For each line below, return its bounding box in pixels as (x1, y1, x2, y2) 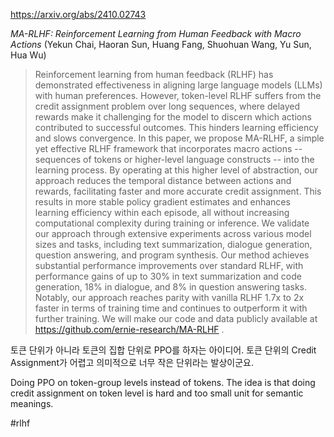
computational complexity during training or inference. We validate (34, 217, 310, 229)
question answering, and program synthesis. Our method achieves (34, 249, 310, 261)
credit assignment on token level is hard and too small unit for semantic (10, 387, 304, 399)
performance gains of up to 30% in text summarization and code (34, 270, 302, 282)
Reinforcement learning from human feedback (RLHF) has (34, 69, 274, 80)
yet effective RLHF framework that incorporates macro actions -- (34, 143, 303, 154)
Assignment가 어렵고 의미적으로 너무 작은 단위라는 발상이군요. (10, 357, 254, 368)
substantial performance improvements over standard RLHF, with (34, 260, 304, 271)
